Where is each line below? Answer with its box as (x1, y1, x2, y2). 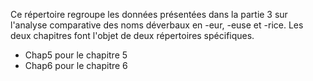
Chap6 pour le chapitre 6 (24, 60, 128, 71)
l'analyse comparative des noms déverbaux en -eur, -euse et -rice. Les (10, 19, 304, 31)
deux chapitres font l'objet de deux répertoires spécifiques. (10, 30, 255, 41)
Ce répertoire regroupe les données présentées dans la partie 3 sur (10, 9, 288, 20)
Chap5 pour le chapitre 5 (24, 49, 128, 61)
